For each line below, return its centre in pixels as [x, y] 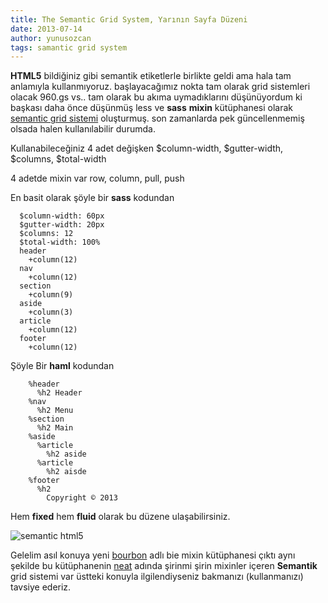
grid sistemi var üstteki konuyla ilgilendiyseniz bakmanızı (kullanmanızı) [157, 577]
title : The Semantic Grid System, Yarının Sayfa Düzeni [129, 19]
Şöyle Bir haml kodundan [62, 366]
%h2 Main [55, 428]
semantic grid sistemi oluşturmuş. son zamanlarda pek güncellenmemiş [157, 118]
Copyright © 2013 [82, 498]
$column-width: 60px [62, 216]
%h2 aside [66, 454]
